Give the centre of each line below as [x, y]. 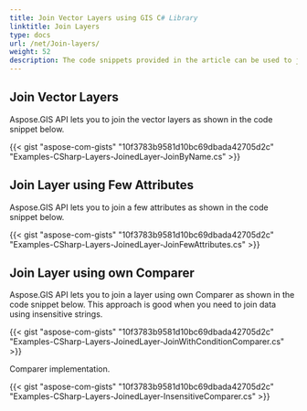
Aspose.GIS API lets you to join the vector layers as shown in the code [141, 119]
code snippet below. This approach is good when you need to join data [143, 305]
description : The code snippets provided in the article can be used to [151, 60]
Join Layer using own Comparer [102, 274]
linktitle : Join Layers [55, 26]
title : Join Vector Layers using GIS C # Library [104, 18]
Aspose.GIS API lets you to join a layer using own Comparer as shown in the [152, 295]
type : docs [30, 35]
